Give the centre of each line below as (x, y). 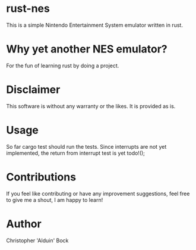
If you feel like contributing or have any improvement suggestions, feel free (98, 193)
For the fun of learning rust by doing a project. (63, 65)
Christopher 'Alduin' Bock (37, 240)
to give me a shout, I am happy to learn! (55, 200)
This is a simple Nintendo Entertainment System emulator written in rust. (94, 25)
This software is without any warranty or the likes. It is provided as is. (91, 106)
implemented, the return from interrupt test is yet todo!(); (76, 153)
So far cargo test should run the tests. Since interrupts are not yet (86, 146)
